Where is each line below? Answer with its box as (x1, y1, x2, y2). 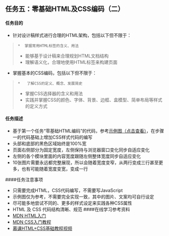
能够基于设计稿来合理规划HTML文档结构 (25, 53, 109, 59)
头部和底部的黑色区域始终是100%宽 (12, 140, 87, 146)
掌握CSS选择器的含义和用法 (25, 90, 83, 96)
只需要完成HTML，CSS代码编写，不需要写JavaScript (12, 187, 123, 193)
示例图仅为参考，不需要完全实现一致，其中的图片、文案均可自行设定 (12, 193, 154, 200)
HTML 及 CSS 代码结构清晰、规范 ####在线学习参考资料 (12, 206, 130, 212)
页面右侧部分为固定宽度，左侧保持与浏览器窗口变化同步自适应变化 (12, 146, 150, 153)
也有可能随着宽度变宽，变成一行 (21, 166, 88, 172)
